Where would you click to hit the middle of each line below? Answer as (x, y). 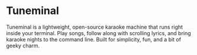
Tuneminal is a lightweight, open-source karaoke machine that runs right (95, 27)
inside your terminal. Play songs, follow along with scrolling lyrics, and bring (98, 33)
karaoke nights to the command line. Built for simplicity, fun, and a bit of (94, 39)
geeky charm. (23, 46)
